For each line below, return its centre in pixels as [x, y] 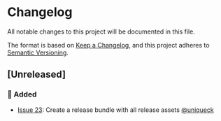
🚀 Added [22, 94]
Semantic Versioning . [38, 52]
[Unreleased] [37, 74]
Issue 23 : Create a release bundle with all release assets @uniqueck [116, 110]
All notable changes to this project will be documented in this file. [101, 31]
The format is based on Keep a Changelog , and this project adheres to [108, 45]
